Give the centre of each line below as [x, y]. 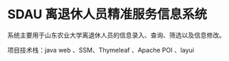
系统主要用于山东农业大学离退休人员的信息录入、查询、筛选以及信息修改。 [116, 35]
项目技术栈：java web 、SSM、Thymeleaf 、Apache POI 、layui [101, 50]
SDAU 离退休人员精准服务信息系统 [107, 14]
